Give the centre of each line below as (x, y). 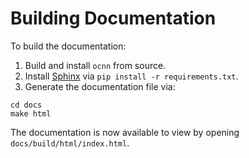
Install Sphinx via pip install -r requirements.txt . (131, 76)
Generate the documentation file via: (100, 86)
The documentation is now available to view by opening (125, 132)
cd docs (26, 105)
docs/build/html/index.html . (70, 143)
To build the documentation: (68, 46)
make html (31, 113)
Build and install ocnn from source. (95, 65)
